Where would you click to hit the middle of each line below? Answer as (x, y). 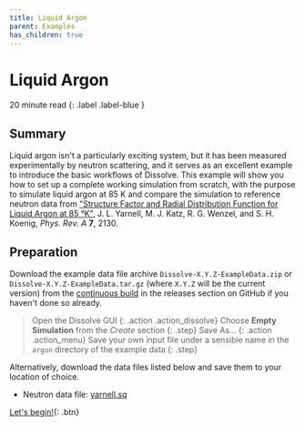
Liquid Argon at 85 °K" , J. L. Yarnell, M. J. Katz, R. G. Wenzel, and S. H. (142, 214)
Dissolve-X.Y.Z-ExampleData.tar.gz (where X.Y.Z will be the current (137, 283)
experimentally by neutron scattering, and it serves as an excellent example (151, 166)
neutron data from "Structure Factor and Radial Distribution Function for (144, 204)
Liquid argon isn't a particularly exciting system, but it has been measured (148, 156)
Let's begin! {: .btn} (45, 411)
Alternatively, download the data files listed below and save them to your (146, 367)
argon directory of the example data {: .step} (115, 349)
